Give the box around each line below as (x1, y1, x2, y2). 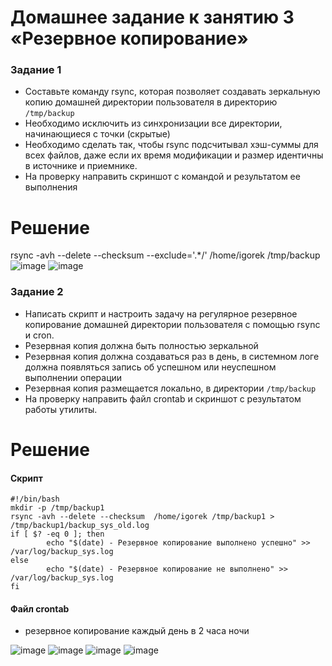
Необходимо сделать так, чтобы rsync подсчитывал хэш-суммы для (24, 139, 319, 151)
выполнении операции (24, 371, 123, 383)
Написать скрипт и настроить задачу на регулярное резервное (24, 307, 298, 320)
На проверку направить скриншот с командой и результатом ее (24, 171, 301, 183)
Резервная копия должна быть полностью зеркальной (24, 339, 259, 351)
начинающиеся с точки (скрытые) (24, 128, 171, 140)
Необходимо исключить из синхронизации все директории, (24, 117, 283, 130)
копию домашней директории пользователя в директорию (24, 96, 278, 108)
